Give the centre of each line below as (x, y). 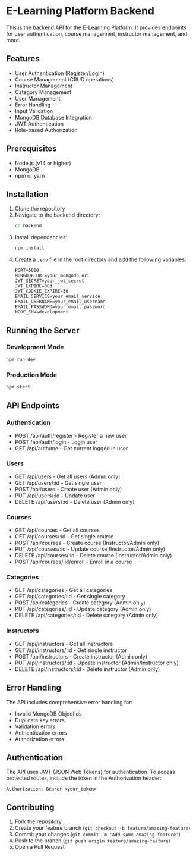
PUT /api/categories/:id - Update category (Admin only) (83, 609)
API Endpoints (33, 406)
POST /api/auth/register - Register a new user (71, 435)
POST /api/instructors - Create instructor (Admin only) (81, 656)
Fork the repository (38, 821)
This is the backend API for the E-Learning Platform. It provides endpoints (97, 27)
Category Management (43, 92)
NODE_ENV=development (41, 312)
